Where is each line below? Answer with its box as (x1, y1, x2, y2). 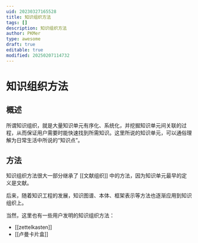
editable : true (6, 47, 44, 53)
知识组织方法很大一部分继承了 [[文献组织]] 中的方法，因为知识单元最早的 (6, 172, 182, 179)
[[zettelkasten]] (14, 224, 52, 231)
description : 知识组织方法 (6, 25, 67, 31)
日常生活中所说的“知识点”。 (16, 136, 84, 143)
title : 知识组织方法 (6, 14, 51, 20)
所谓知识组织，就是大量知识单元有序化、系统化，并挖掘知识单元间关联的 (6, 121, 181, 129)
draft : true (6, 42, 35, 48)
